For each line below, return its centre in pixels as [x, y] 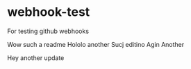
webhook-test [49, 12]
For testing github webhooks [48, 31]
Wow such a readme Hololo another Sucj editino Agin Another [96, 44]
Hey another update [36, 58]
